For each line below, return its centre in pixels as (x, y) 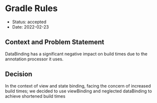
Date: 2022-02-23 (30, 27)
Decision (19, 74)
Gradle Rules (31, 8)
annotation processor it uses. (34, 59)
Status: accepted (29, 22)
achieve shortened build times (35, 96)
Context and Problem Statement (55, 42)
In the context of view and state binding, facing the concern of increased (78, 86)
